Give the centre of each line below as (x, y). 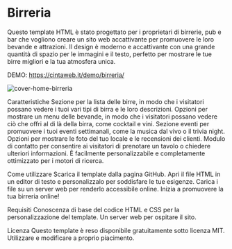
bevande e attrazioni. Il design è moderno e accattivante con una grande (111, 46)
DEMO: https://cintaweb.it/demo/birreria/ (66, 75)
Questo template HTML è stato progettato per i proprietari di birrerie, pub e (114, 32)
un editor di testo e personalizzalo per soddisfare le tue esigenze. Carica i (113, 181)
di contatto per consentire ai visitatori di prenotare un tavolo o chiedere (109, 146)
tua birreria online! (33, 196)
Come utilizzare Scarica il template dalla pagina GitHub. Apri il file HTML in (114, 174)
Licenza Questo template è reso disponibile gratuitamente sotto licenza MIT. (116, 230)
